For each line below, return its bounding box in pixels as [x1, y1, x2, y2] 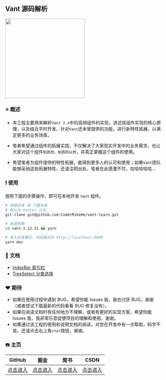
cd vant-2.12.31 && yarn [5, 226, 57, 231]
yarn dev [5, 239, 23, 245]
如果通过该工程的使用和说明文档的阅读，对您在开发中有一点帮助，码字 [12, 321, 157, 327]
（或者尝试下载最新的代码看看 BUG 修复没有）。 [12, 303, 109, 309]
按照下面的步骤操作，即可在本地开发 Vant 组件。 [5, 193, 104, 199]
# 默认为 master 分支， [5, 208, 50, 213]
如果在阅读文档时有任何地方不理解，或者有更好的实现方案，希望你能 [12, 309, 152, 315]
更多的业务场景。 [16, 132, 52, 138]
